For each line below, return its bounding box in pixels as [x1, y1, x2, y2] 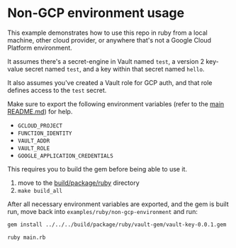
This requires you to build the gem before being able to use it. [7, 164, 188, 173]
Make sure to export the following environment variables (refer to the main [7, 99, 225, 108]
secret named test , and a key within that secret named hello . [24, 64, 205, 73]
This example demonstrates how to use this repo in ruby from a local [7, 28, 208, 37]
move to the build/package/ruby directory [17, 179, 140, 187]
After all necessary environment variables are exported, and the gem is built [7, 200, 229, 208]
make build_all [17, 187, 63, 194]
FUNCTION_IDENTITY [17, 130, 72, 137]
